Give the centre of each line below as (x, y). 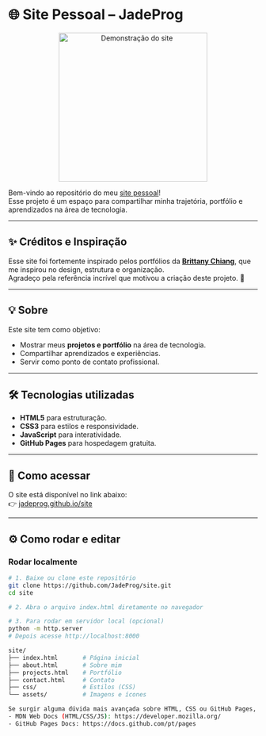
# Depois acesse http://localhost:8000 (74, 636)
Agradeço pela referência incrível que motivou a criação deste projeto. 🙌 (127, 278)
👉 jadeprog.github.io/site (50, 504)
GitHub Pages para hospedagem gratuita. (88, 443)
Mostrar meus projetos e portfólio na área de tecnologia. (113, 345)
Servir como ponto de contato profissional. (89, 362)
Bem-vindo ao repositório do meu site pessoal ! (84, 193)
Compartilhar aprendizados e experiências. (90, 353)
